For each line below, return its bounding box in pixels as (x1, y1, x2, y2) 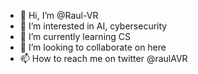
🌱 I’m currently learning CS (19, 31, 132, 42)
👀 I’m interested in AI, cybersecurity (19, 20, 168, 32)
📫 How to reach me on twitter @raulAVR (19, 53, 188, 64)
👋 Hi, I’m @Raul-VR (19, 10, 99, 21)
